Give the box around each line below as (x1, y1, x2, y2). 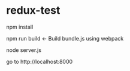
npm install (6, 23, 34, 30)
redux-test (6, 4, 61, 17)
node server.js (6, 46, 42, 54)
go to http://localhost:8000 (6, 58, 73, 65)
